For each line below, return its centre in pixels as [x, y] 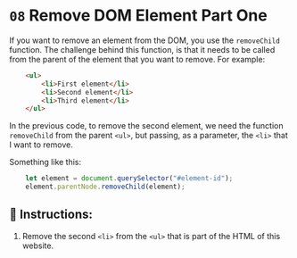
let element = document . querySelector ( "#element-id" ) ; [129, 179]
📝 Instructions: [51, 215]
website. [38, 246]
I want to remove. [41, 145]
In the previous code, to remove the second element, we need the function [146, 126]
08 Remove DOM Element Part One [138, 16]
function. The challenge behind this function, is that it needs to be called [142, 49]
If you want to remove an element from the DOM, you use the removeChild [145, 40]
